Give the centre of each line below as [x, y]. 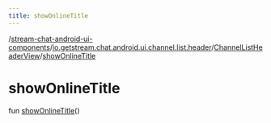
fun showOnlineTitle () [44, 110]
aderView [24, 55]
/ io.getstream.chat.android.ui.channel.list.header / [132, 47]
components [30, 47]
